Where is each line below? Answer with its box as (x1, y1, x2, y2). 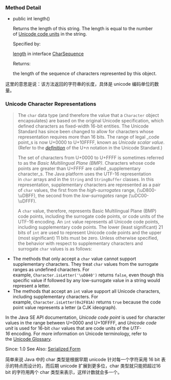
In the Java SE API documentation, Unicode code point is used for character (5, 314, 165, 320)
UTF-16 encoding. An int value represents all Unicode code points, (17, 218, 160, 224)
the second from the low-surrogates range (37, 192, 128, 198)
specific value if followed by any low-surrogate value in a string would (12, 277, 160, 283)
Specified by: (12, 41, 41, 47)
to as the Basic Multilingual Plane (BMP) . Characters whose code (17, 160, 156, 166)
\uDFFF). (17, 198, 37, 204)
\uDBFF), (17, 192, 37, 198)
